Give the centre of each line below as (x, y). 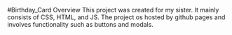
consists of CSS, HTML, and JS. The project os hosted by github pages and (116, 17)
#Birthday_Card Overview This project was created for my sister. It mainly (113, 10)
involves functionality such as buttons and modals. (81, 24)
